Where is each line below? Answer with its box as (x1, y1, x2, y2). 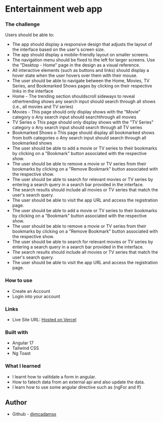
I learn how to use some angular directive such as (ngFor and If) (12, 384, 141, 390)
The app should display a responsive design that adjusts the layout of (12, 42, 153, 47)
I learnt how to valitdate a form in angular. (12, 374, 96, 379)
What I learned (5, 363, 41, 370)
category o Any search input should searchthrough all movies (12, 114, 137, 120)
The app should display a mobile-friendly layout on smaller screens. (12, 52, 149, 58)
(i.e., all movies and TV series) (12, 104, 73, 110)
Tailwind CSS (12, 345, 39, 351)
